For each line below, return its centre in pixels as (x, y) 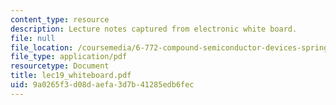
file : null (33, 38)
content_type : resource (60, 19)
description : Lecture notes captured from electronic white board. (154, 29)
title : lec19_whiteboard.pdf (71, 76)
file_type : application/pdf (69, 57)
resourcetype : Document (60, 66)
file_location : (42, 47)
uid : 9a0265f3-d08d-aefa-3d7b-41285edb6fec (102, 85)
